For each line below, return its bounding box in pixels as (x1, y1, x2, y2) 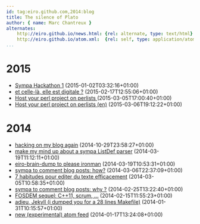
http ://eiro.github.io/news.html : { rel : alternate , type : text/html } (17, 31, 193, 37)
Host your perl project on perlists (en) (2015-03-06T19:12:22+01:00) (14, 101, 183, 108)
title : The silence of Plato (6, 14, 79, 20)
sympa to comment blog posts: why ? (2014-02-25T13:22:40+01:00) (14, 185, 183, 192)
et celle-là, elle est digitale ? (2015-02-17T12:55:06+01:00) (14, 88, 158, 95)
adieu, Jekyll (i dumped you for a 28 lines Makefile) (14, 198, 141, 206)
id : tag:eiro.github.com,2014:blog (6, 8, 95, 15)
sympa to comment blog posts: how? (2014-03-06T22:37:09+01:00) (14, 166, 183, 173)
